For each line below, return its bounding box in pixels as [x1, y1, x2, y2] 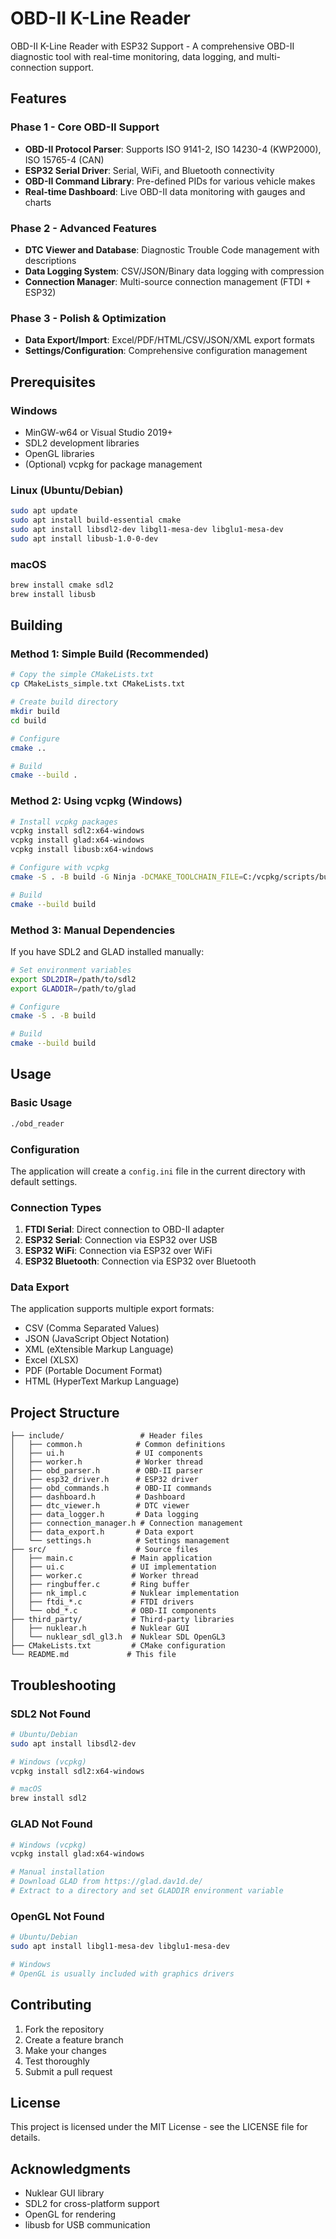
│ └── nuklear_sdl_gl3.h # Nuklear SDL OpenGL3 [10, 1632, 226, 1642]
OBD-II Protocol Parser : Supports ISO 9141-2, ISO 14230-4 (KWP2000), [24, 143, 322, 155]
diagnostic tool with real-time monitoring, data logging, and [10, 50, 255, 62]
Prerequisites [10, 373, 96, 391]
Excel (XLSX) [24, 1354, 80, 1366]
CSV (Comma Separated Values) [24, 1322, 160, 1334]
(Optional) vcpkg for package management [24, 458, 203, 470]
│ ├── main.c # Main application [10, 1553, 213, 1564]
